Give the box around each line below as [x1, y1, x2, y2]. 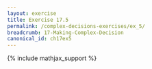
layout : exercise [7, 10, 57, 17]
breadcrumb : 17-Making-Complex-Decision [7, 29, 125, 36]
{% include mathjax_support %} [7, 54, 97, 62]
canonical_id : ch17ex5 [7, 36, 72, 42]
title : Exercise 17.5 [7, 16, 69, 23]
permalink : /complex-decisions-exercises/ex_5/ [7, 23, 146, 29]
